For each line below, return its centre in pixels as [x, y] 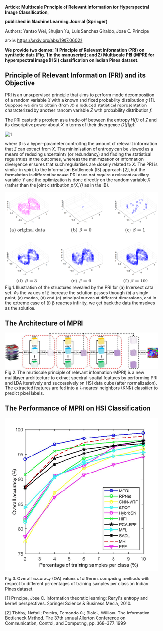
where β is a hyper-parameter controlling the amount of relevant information [81, 143]
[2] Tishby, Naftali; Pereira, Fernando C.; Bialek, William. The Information [77, 613]
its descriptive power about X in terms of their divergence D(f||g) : [70, 125]
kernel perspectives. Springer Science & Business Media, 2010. [68, 603]
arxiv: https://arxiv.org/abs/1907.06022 [44, 40]
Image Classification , [27, 12]
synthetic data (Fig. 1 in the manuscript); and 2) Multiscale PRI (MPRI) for [80, 55]
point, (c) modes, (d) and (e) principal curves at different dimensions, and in [81, 298]
